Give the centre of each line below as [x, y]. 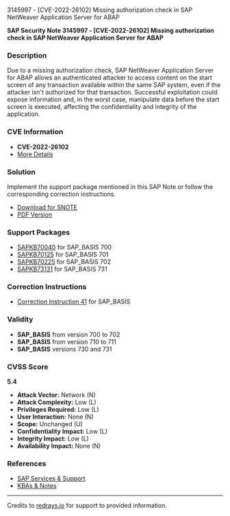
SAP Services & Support [51, 478]
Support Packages [39, 232]
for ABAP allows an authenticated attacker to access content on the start [110, 77]
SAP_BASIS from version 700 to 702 [68, 334]
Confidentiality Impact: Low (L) [62, 432]
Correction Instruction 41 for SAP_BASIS [74, 302]
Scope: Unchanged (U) [50, 424]
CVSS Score [28, 367]
